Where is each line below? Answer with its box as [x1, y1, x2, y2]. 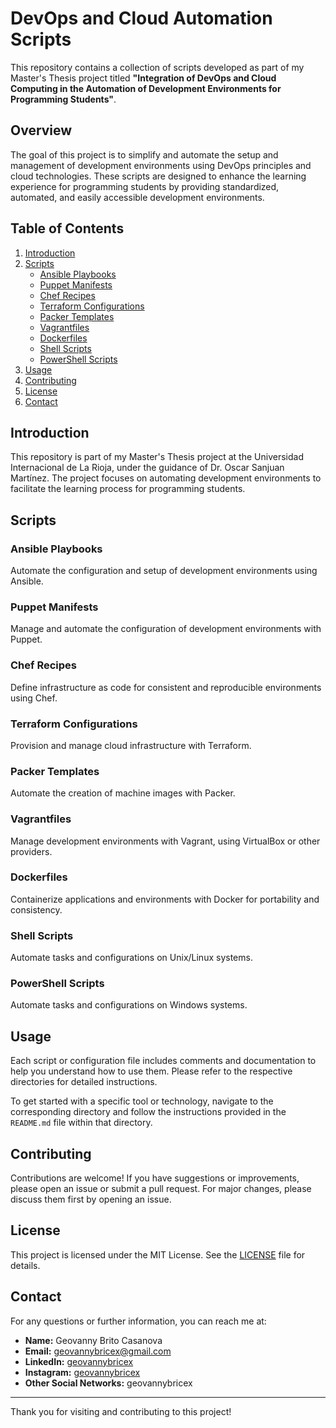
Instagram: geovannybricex [24, 1366, 141, 1378]
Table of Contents [10, 220, 125, 237]
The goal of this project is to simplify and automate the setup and [10, 148, 279, 161]
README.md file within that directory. [10, 1117, 153, 1129]
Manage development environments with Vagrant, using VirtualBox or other [10, 835, 321, 847]
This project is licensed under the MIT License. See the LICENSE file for [10, 1248, 306, 1261]
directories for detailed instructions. [10, 1076, 158, 1088]
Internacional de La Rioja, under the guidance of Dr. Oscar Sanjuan [10, 462, 285, 474]
